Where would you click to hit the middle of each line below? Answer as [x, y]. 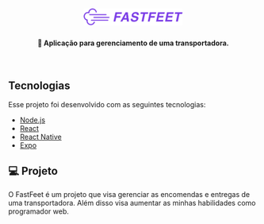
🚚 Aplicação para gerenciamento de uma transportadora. [133, 43]
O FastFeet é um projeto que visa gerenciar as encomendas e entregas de [129, 194]
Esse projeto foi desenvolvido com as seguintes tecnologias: [107, 105]
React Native [40, 137]
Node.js [33, 120]
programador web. [38, 211]
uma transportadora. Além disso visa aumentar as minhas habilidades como [132, 203]
